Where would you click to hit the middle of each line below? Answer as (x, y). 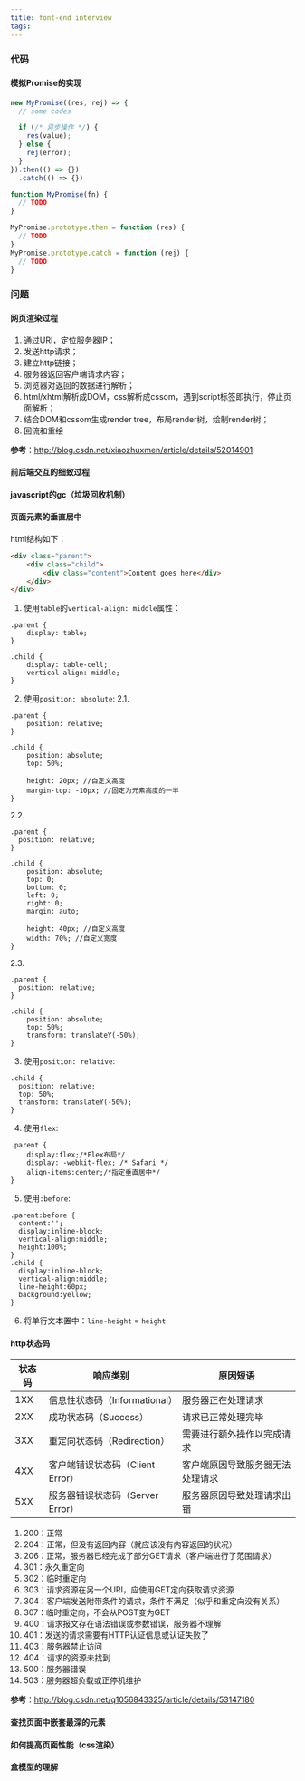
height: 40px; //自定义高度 (76, 929)
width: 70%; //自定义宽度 (72, 939)
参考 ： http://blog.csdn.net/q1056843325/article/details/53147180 (133, 1699)
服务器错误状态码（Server (104, 1495)
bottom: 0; (47, 888)
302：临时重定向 (55, 1579)
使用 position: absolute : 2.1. (76, 699)
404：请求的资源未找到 (67, 1658)
